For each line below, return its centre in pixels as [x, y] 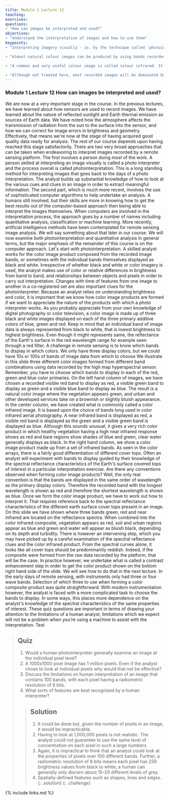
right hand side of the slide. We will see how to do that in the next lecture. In [84, 571]
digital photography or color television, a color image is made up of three [81, 313]
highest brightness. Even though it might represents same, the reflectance [82, 335]
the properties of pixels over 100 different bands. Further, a [99, 756]
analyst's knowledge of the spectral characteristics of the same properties [82, 603]
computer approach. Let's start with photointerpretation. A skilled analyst [81, 249]
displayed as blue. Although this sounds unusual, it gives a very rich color [81, 426]
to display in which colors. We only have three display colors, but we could [82, 351]
